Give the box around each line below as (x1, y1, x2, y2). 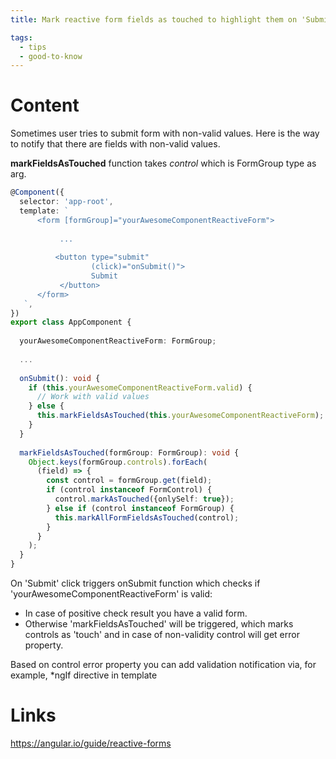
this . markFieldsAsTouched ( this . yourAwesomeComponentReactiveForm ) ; (36, 411, 325, 421)
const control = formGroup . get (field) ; (46, 476, 213, 486)
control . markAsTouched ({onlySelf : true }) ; (54, 494, 235, 505)
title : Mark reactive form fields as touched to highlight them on (10, 14, 298, 25)
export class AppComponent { (10, 317, 132, 328)
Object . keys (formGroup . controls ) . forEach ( (28, 457, 208, 467)
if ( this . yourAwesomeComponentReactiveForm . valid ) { (28, 382, 253, 393)
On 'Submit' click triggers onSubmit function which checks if (10, 577, 261, 590)
